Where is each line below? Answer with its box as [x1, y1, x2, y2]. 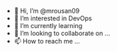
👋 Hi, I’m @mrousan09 [13, 7, 80, 15]
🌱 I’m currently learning [13, 22, 83, 30]
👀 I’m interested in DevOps [13, 14, 92, 22]
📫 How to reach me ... [13, 37, 80, 45]
